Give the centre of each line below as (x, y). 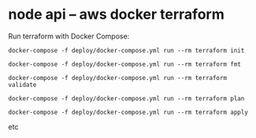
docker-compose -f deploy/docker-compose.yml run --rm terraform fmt (125, 64)
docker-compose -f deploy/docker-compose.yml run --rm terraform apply (128, 112)
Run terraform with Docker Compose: (69, 36)
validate (22, 85)
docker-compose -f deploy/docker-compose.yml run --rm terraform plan (126, 98)
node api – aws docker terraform (116, 15)
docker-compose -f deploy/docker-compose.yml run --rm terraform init (126, 50)
